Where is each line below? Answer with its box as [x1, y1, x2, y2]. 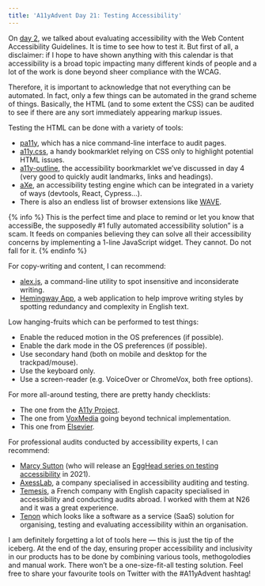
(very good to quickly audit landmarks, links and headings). [19, 172, 214, 181]
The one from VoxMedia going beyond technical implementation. [19, 413, 231, 423]
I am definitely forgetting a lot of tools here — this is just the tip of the [8, 535, 234, 544]
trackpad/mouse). [19, 357, 78, 367]
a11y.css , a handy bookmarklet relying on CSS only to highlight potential [19, 146, 254, 156]
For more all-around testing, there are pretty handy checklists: [8, 389, 211, 399]
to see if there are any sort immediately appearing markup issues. [8, 108, 223, 117]
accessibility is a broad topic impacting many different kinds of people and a [8, 59, 257, 68]
